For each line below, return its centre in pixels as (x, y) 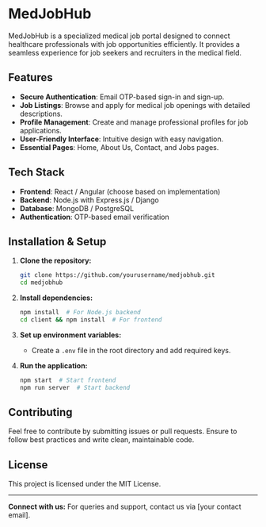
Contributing (40, 412)
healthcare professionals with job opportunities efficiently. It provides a (124, 44)
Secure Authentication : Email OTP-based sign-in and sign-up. (122, 97)
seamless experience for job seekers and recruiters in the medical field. (125, 52)
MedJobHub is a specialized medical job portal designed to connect (120, 36)
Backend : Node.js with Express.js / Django (89, 200)
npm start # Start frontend (68, 380)
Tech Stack (36, 173)
